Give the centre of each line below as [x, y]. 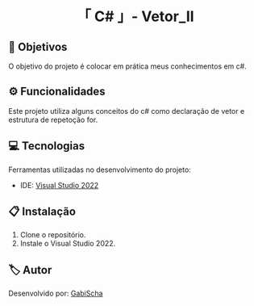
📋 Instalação [42, 212]
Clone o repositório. [53, 235]
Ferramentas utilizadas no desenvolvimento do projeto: [100, 170]
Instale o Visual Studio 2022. [68, 244]
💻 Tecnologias [47, 146]
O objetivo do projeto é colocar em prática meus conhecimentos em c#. [128, 66]
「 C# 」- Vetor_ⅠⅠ [135, 17]
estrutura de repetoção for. [53, 119]
